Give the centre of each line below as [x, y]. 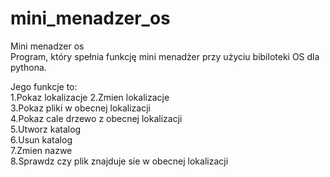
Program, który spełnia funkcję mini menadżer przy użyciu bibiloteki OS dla [165, 56]
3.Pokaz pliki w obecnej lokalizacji [80, 108]
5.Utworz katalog [46, 129]
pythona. [28, 67]
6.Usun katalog [41, 139]
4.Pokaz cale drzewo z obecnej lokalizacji [96, 118]
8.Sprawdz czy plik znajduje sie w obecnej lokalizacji [119, 161]
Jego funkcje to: [44, 86]
